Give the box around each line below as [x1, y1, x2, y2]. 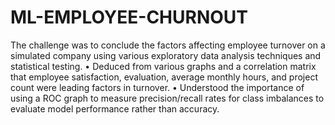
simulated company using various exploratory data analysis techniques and [10, 49, 322, 61]
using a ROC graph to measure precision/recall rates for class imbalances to [10, 92, 325, 104]
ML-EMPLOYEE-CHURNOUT [10, 6, 248, 29]
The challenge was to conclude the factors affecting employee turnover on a [10, 39, 326, 51]
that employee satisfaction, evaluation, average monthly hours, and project [10, 71, 318, 83]
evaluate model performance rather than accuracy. [10, 102, 220, 115]
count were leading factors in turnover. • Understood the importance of [10, 81, 305, 93]
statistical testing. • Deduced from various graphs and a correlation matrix [10, 60, 317, 72]
